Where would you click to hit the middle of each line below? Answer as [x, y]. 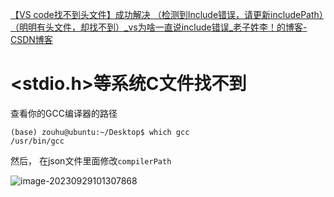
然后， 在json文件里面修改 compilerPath [91, 160]
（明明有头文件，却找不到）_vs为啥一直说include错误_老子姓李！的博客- [159, 27]
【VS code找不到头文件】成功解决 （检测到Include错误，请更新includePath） [167, 14]
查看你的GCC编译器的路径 [64, 113]
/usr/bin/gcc [37, 141]
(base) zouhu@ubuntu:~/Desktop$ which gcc [100, 132]
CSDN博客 [31, 39]
